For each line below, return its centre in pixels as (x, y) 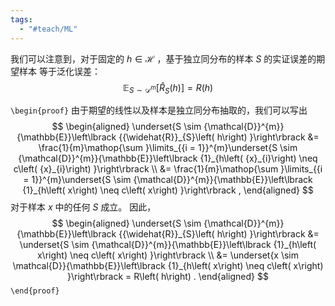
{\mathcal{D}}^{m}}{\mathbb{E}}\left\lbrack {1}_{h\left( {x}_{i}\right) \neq (168, 158)
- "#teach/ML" (48, 29)
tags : (21, 19)
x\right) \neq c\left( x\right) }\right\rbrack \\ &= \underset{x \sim (168, 255)
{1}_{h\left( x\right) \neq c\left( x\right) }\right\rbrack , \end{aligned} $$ (168, 190)
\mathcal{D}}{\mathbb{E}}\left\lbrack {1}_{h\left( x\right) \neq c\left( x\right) (168, 266)
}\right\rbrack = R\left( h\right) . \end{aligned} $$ (168, 277)
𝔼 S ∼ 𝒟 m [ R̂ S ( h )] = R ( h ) (168, 88)
